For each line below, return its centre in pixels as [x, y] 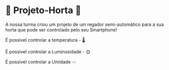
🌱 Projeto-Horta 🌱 [43, 10]
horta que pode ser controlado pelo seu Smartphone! [61, 29]
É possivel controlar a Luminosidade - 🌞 [48, 51]
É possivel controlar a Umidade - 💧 [41, 62]
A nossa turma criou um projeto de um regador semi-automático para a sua [85, 24]
